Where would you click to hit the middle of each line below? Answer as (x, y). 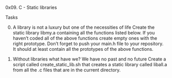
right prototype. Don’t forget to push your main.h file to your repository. (88, 44)
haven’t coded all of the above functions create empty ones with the (85, 38)
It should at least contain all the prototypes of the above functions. (83, 49)
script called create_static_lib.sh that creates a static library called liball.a (90, 64)
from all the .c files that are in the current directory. (66, 70)
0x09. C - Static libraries (31, 7)
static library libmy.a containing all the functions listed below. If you (84, 33)
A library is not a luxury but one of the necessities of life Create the (84, 27)
